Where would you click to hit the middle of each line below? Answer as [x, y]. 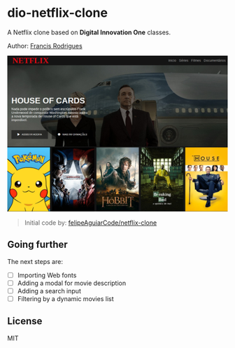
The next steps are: [35, 261]
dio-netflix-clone [58, 13]
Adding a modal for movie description [72, 283]
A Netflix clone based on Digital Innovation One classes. [89, 32]
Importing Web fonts [47, 275]
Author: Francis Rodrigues [45, 46]
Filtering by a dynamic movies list [65, 298]
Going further [37, 245]
